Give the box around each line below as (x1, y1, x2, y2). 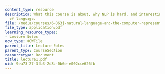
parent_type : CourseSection (5, 48, 63, 53)
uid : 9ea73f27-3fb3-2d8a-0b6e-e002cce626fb (5, 61, 96, 66)
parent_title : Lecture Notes (5, 43, 65, 48)
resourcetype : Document (5, 52, 54, 57)
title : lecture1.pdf (5, 57, 48, 62)
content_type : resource (5, 7, 54, 12)
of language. (9, 16, 36, 21)
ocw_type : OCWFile (5, 39, 43, 44)
